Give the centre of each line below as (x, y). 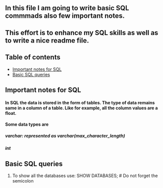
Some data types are (27, 124)
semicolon (23, 181)
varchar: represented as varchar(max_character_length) (65, 136)
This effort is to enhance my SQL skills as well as (82, 32)
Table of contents (33, 57)
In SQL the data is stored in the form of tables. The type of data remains (80, 102)
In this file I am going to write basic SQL (67, 8)
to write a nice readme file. (47, 40)
